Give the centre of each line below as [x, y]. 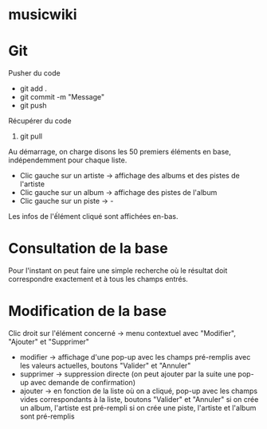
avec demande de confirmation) [83, 382]
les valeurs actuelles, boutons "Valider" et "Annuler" [105, 365]
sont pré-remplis [47, 416]
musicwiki [43, 15]
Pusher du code [35, 73]
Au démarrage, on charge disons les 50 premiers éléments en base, [120, 152]
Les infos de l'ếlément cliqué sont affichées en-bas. [93, 216]
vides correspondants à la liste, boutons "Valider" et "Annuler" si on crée [139, 399]
